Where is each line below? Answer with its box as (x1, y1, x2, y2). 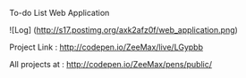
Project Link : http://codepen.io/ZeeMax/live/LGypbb (9, 42, 204, 52)
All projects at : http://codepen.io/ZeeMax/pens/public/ (9, 59, 213, 69)
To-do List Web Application (9, 8, 110, 18)
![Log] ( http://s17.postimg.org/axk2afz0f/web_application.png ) (9, 25, 239, 35)
